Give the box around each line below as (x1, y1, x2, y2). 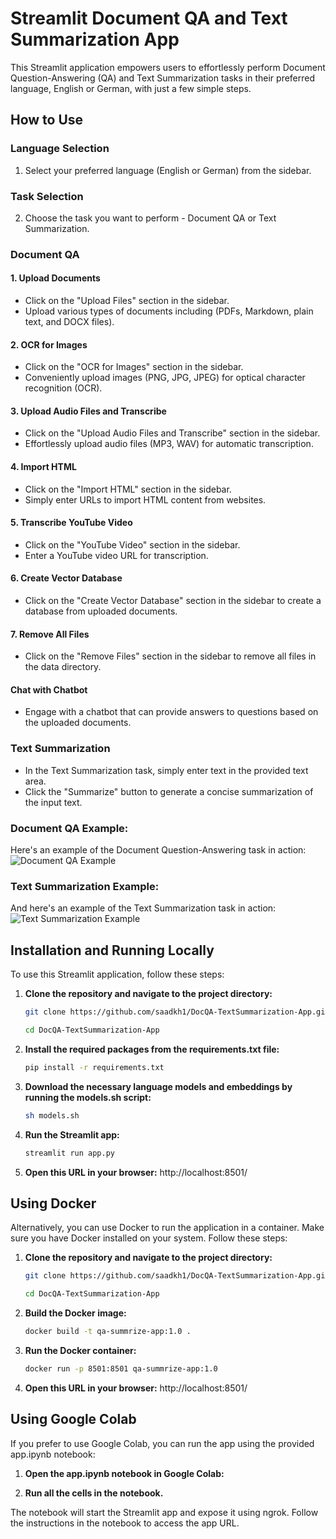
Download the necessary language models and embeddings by (24, 1080, 293, 1092)
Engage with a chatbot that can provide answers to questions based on (24, 706, 319, 718)
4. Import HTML (10, 461, 77, 473)
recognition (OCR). (24, 382, 103, 394)
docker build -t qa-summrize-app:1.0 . (24, 1327, 192, 1337)
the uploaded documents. (24, 717, 132, 729)
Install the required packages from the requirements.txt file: (24, 1043, 280, 1055)
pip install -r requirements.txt (24, 1062, 165, 1072)
